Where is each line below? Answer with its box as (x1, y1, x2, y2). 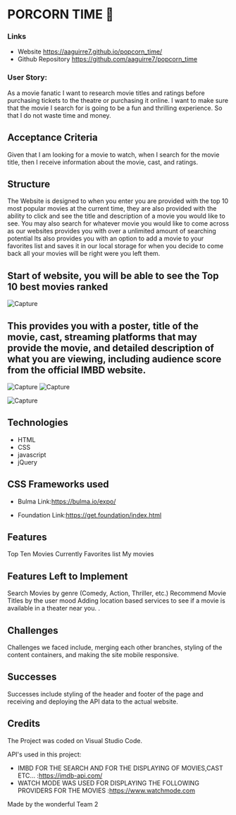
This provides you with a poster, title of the (7, 320, 199, 332)
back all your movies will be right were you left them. (7, 250, 161, 258)
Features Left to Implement (7, 570, 128, 582)
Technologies (7, 417, 69, 429)
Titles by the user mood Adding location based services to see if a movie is (7, 596, 225, 605)
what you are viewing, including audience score (7, 353, 222, 365)
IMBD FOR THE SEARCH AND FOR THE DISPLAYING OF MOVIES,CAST (17, 764, 223, 772)
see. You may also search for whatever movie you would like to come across (7, 219, 230, 228)
